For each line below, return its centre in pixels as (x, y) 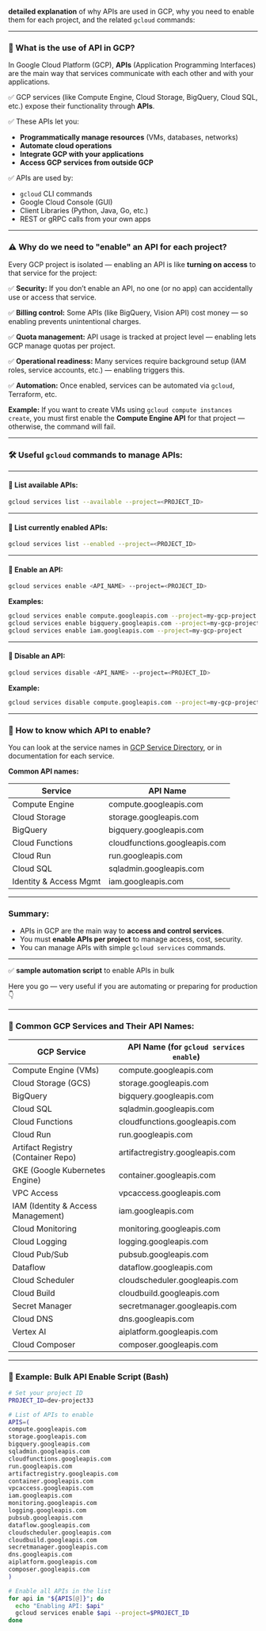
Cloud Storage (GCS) (51, 1083)
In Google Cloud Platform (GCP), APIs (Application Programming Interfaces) (132, 65)
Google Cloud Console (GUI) (66, 202)
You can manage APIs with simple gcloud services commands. (122, 948)
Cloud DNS (33, 1319)
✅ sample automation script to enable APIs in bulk (91, 971)
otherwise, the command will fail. (62, 426)
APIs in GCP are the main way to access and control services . (122, 931)
